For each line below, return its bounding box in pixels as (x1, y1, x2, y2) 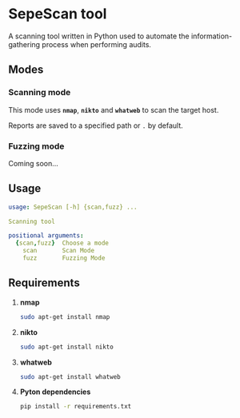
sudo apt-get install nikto (19, 343, 114, 351)
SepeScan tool (8, 5, 107, 23)
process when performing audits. (42, 39, 152, 49)
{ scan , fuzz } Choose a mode (15, 239, 110, 248)
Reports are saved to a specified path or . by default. (8, 121, 184, 130)
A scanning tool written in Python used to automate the (8, 31, 190, 41)
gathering (8, 39, 41, 49)
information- (190, 31, 233, 41)
